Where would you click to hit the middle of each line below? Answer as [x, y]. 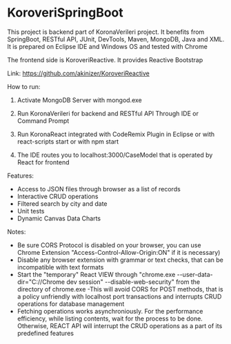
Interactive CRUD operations [58, 196]
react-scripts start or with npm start [68, 141]
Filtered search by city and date [62, 203]
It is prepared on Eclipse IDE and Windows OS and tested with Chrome [108, 46]
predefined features [46, 333]
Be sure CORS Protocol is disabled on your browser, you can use [109, 245]
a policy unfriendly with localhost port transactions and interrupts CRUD [119, 296]
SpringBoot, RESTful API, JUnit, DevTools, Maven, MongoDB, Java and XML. [116, 39]
